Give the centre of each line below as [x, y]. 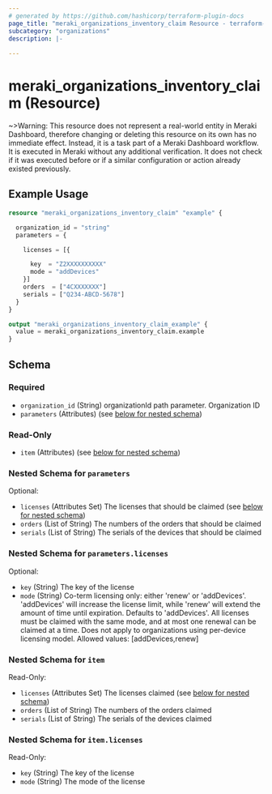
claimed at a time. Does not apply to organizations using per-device [133, 630]
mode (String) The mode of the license [83, 782]
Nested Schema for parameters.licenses [88, 553]
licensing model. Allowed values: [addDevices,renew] [109, 638]
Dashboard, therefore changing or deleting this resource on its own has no [133, 134]
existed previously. [40, 169]
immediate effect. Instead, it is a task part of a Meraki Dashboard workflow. [134, 143]
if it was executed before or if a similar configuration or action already [125, 160]
